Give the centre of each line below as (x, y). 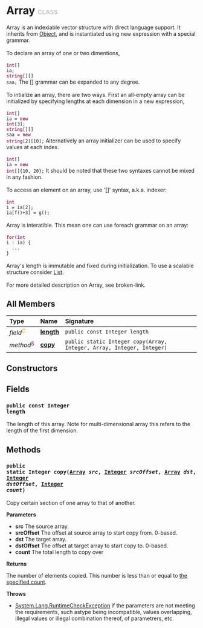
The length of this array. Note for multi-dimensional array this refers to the (98, 424)
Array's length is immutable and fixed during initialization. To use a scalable (100, 266)
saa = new (19, 135)
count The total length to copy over (59, 552)
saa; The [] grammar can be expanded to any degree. (73, 82)
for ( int (16, 237)
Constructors (32, 368)
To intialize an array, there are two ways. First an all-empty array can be (96, 95)
